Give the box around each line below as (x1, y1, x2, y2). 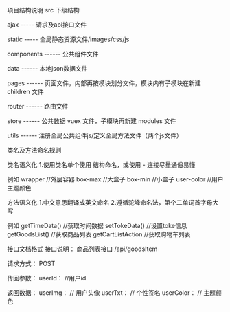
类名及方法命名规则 (7, 146, 62, 154)
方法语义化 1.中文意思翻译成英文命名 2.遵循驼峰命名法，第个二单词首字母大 (7, 199, 219, 206)
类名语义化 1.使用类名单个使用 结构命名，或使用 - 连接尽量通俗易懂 (7, 161, 196, 168)
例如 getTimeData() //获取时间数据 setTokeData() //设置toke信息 (7, 222, 187, 230)
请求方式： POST (7, 260, 56, 267)
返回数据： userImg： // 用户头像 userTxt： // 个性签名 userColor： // (7, 289, 203, 297)
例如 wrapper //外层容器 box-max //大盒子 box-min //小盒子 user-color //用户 (7, 175, 224, 183)
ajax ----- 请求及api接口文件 (7, 21, 87, 29)
